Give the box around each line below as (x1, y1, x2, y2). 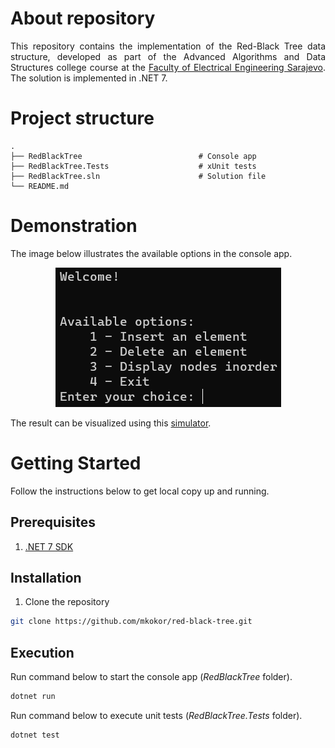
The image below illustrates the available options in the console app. (10, 247, 293, 259)
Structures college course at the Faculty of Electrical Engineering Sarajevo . (10, 61, 326, 73)
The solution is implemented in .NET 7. (10, 72, 168, 84)
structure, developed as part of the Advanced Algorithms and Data (10, 50, 326, 62)
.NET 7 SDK (24, 540, 74, 552)
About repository (10, 7, 156, 30)
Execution (10, 644, 75, 661)
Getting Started (10, 452, 142, 474)
